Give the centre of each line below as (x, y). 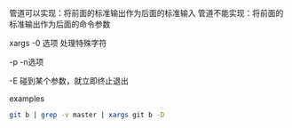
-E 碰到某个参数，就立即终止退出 (69, 81)
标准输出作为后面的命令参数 (60, 24)
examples (27, 99)
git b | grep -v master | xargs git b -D (87, 115)
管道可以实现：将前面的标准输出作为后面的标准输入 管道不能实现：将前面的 (146, 13)
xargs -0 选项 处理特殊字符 (58, 43)
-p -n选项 (27, 62)
